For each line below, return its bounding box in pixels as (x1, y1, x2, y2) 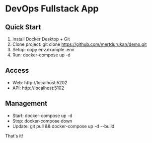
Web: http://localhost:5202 (12, 79, 68, 85)
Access (5, 66, 29, 75)
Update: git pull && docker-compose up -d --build (12, 123, 115, 129)
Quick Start (5, 23, 41, 31)
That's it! (5, 133, 23, 139)
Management (5, 99, 48, 108)
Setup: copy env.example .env (12, 47, 75, 52)
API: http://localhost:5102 (12, 85, 65, 91)
